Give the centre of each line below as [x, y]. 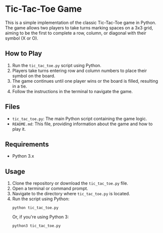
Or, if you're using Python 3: [40, 217]
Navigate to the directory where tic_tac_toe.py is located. [71, 194]
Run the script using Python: [41, 199]
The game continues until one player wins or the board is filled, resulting [85, 81]
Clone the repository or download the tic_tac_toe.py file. [70, 183]
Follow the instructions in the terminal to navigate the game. [72, 91]
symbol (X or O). [22, 38]
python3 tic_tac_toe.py [36, 226]
